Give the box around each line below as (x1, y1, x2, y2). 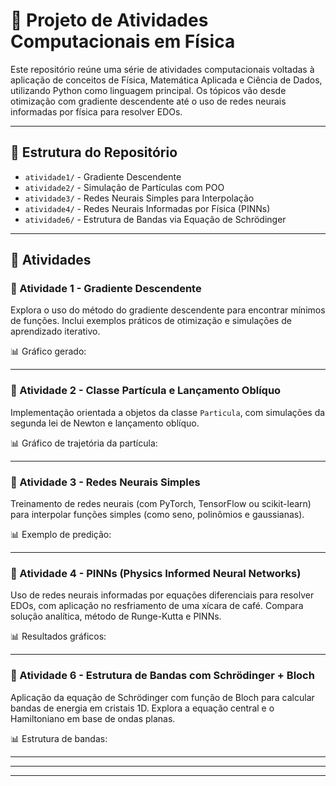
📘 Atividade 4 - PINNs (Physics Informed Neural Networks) (10, 566, 302, 580)
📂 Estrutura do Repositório (10, 144, 178, 161)
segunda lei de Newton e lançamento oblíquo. (10, 417, 200, 429)
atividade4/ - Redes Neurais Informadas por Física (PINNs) (24, 202, 271, 214)
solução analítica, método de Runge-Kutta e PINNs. (10, 610, 222, 623)
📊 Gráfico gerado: (10, 345, 87, 358)
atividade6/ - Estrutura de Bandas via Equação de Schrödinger (24, 213, 287, 225)
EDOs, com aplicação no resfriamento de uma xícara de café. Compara (10, 600, 304, 612)
